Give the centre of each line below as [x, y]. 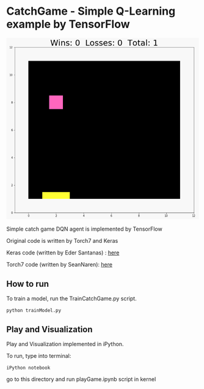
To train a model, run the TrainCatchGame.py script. [71, 298]
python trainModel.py [34, 311]
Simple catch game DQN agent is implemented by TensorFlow [85, 229]
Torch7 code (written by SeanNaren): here [60, 265]
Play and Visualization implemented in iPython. [65, 344]
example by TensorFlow [68, 24]
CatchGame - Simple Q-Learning [91, 11]
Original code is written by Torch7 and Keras [62, 241]
